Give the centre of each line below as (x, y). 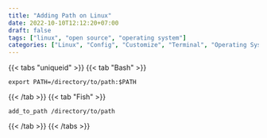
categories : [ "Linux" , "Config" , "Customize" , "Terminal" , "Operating (128, 45)
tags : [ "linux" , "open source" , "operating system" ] (97, 38)
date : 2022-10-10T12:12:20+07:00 (64, 23)
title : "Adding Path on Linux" (60, 15)
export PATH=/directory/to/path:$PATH (72, 82)
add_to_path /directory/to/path (62, 112)
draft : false (30, 30)
